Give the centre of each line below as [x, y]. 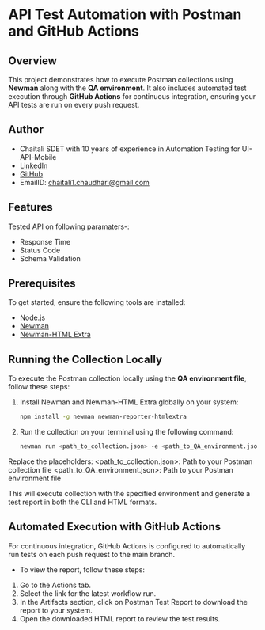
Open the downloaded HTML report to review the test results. [120, 618]
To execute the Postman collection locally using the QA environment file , [127, 378]
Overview [33, 61]
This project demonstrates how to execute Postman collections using [121, 80]
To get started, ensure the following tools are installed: [97, 302]
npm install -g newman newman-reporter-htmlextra [103, 417]
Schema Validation [50, 258]
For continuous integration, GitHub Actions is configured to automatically [127, 546]
